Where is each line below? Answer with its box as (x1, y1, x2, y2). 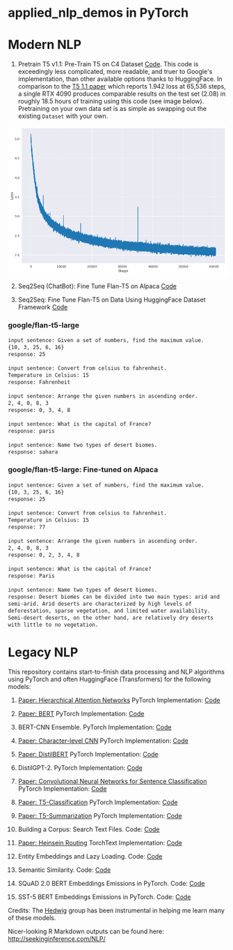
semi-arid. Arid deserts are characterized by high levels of (8, 600, 192, 607)
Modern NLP (8, 37, 82, 53)
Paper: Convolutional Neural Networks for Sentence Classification (17, 777, 207, 785)
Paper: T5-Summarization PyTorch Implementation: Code (17, 811, 183, 819)
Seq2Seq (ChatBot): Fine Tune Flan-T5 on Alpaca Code (17, 282, 177, 290)
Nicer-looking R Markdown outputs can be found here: (8, 927, 164, 935)
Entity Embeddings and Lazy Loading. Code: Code (17, 852, 163, 860)
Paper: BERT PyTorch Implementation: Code (17, 709, 145, 718)
